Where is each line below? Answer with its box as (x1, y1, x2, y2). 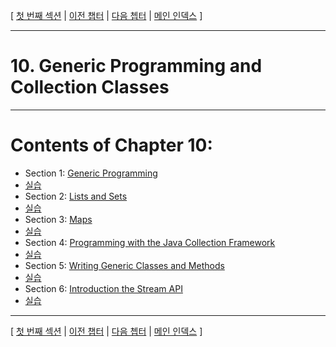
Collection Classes (10, 76, 170, 99)
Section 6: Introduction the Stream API (24, 282, 183, 294)
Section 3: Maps (24, 213, 93, 225)
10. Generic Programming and (10, 55, 263, 78)
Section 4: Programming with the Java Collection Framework (24, 236, 276, 248)
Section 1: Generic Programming (24, 167, 158, 179)
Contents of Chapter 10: (10, 134, 213, 157)
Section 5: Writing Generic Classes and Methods (24, 259, 225, 271)
